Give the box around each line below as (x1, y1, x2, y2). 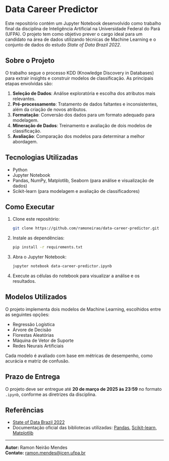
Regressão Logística (12, 321, 55, 327)
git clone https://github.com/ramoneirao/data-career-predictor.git (12, 226, 159, 231)
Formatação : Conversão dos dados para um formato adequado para (12, 112, 155, 118)
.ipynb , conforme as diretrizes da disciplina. (5, 391, 97, 397)
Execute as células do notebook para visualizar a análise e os (12, 273, 140, 279)
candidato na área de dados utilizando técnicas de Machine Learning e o (5, 36, 156, 42)
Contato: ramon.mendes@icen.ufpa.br (5, 450, 86, 456)
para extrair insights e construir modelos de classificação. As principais (5, 75, 153, 81)
